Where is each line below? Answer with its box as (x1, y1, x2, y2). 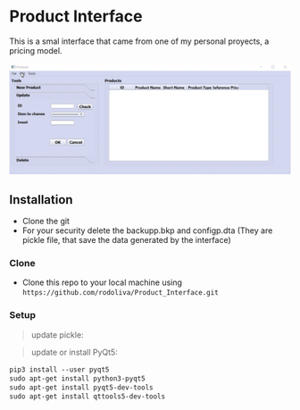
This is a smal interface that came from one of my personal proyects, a (9, 36, 270, 46)
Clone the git (21, 216, 70, 227)
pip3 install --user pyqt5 (9, 364, 110, 374)
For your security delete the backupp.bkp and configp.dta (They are (21, 225, 273, 236)
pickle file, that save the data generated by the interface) (21, 235, 232, 246)
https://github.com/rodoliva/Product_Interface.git (21, 289, 219, 297)
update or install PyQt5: (30, 347, 118, 357)
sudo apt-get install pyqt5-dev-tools (9, 382, 154, 392)
